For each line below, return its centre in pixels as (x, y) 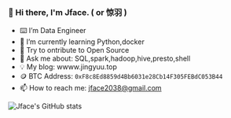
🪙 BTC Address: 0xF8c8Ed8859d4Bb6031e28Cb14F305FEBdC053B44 (121, 76)
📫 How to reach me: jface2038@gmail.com (91, 88)
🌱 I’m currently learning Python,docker (82, 42)
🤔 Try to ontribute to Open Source (74, 50)
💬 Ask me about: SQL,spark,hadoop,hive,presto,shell (105, 59)
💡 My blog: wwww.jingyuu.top (68, 67)
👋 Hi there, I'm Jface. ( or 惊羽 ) (68, 12)
